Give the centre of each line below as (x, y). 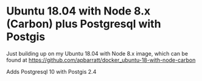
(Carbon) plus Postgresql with (84, 24)
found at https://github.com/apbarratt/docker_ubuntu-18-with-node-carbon (101, 60)
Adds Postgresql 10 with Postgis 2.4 (51, 71)
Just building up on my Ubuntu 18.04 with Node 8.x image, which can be (97, 53)
